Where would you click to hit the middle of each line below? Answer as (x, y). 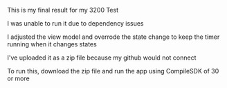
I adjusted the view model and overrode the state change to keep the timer (113, 37)
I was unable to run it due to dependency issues (75, 23)
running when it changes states (52, 44)
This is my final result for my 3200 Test (63, 10)
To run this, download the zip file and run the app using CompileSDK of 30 (113, 71)
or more (18, 78)
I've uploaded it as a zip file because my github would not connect (102, 58)
